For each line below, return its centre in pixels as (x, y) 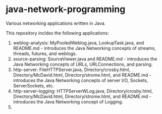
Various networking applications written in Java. (56, 23)
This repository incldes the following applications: (57, 33)
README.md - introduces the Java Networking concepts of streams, (84, 48)
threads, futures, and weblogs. (45, 53)
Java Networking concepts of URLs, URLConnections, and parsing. (83, 64)
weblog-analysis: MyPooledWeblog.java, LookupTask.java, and (78, 43)
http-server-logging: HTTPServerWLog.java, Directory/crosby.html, (83, 91)
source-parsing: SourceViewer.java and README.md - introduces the (85, 59)
